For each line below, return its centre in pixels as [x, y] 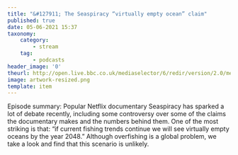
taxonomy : [22, 34]
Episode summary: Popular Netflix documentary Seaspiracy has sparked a [116, 106]
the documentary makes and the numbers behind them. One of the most [113, 122]
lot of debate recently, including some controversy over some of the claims [117, 114]
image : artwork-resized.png [49, 80]
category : [35, 40]
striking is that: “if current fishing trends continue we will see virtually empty [119, 129]
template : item [30, 86]
